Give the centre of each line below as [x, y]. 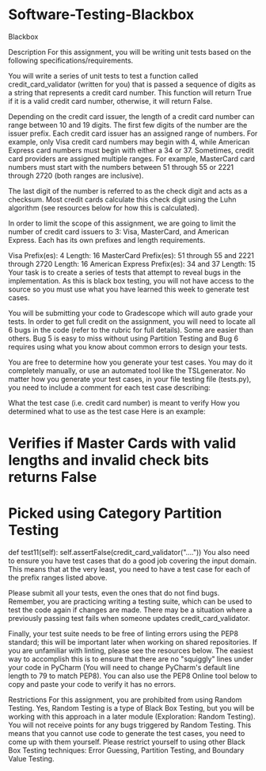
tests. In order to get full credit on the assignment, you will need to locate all [132, 321]
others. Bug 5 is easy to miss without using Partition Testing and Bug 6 [123, 338]
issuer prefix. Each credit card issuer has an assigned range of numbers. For [133, 133]
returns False [53, 477]
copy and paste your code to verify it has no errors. [92, 684]
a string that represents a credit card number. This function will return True [130, 92]
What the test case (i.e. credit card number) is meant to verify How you [124, 403]
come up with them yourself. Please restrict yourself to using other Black [127, 742]
